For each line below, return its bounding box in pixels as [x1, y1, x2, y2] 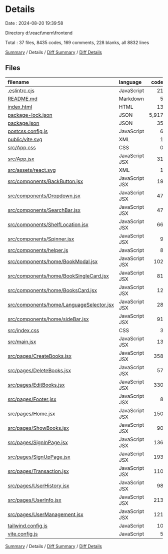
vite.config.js [7, 530, 38, 537]
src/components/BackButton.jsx [7, 178, 83, 185]
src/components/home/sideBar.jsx [7, 316, 89, 323]
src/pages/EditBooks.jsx [7, 381, 65, 388]
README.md [7, 95, 37, 102]
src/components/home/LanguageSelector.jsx [7, 301, 114, 308]
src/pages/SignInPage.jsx [7, 439, 68, 446]
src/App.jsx [7, 155, 34, 162]
